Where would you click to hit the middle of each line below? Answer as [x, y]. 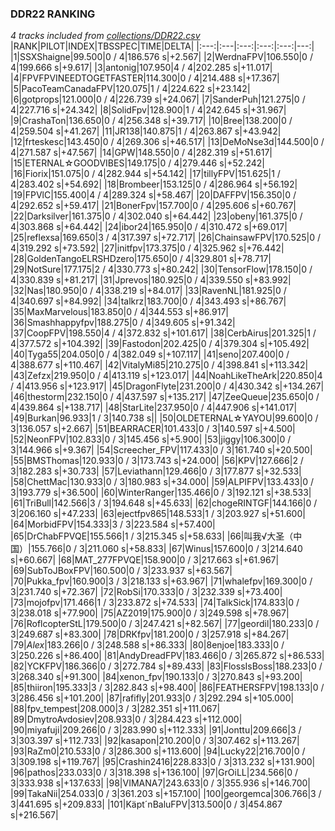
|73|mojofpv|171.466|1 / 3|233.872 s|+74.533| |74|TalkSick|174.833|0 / [155, 603]
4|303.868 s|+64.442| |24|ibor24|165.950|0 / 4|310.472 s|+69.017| [149, 227]
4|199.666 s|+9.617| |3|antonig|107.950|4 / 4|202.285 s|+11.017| [141, 68]
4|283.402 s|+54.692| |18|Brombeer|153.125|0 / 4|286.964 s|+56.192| [154, 184]
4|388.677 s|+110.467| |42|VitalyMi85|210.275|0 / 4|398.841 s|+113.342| [159, 365]
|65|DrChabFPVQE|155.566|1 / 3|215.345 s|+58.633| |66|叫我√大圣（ [152, 536]
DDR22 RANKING [53, 14]
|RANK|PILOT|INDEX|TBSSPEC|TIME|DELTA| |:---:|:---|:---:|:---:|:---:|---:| [162, 46]
